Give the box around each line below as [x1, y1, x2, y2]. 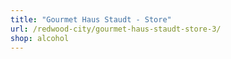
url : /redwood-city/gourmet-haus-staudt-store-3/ [10, 24, 222, 34]
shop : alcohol [10, 33, 70, 43]
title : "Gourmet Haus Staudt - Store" [10, 14, 172, 25]
